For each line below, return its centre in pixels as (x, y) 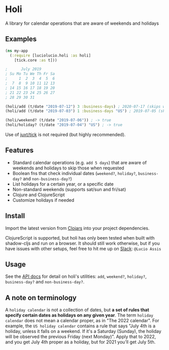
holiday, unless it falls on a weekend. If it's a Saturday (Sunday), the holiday (83, 331)
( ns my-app (17, 51)
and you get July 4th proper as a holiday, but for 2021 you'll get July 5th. (80, 342)
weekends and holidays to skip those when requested (68, 168)
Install (15, 216)
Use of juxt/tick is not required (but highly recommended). (65, 134)
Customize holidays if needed (43, 200)
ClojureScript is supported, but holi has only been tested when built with (80, 238)
